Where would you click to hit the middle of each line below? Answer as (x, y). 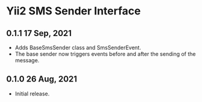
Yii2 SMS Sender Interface (74, 11)
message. (27, 60)
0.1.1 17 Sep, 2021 (39, 33)
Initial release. (32, 94)
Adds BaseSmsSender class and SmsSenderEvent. (78, 47)
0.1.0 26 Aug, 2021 (42, 79)
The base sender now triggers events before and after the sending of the (105, 54)
